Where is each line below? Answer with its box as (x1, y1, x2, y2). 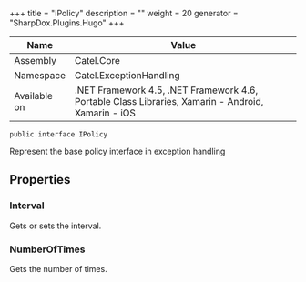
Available (14, 90, 53, 102)
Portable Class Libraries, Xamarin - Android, (74, 96, 264, 107)
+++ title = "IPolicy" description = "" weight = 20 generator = (9, 8, 239, 18)
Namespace (14, 69, 66, 81)
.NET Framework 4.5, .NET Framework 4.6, (74, 84, 259, 96)
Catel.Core (74, 55, 121, 66)
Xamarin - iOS (74, 106, 137, 119)
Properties (9, 172, 71, 187)
